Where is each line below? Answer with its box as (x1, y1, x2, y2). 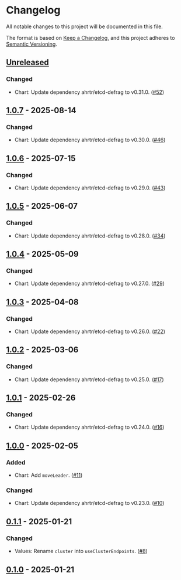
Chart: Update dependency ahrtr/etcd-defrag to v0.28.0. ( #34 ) (14, 232, 166, 239)
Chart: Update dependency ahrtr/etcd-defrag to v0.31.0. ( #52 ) (14, 89, 165, 96)
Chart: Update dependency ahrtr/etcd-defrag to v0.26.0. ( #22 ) (14, 328, 165, 335)
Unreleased (6, 57, 50, 67)
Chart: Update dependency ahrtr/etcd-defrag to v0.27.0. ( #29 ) (14, 280, 165, 287)
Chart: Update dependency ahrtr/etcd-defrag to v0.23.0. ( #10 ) (14, 500, 165, 507)
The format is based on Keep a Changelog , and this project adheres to (6, 34, 175, 41)
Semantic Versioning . (6, 40, 57, 48)
